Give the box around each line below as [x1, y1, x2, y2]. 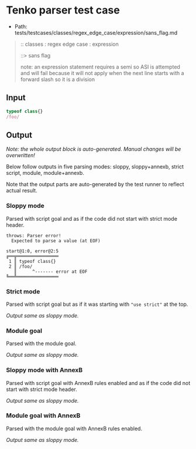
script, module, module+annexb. [6, 170, 85, 177]
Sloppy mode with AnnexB [6, 366, 83, 374]
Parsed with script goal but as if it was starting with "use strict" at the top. [6, 301, 188, 308]
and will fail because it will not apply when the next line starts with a [20, 69, 184, 76]
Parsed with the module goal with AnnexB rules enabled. [6, 425, 142, 432]
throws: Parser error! [6, 232, 61, 238]
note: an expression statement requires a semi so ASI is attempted [20, 63, 180, 70]
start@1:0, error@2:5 [6, 248, 59, 254]
